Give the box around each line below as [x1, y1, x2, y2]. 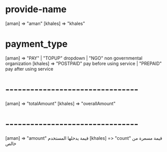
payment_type [5, 38, 68, 50]
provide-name [5, 4, 67, 15]
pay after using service [5, 66, 53, 72]
